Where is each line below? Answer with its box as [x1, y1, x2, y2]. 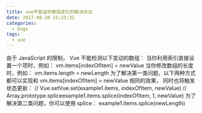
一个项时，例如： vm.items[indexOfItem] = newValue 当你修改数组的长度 [11, 62, 193, 69]
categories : [6, 20, 37, 26]
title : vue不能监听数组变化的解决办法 [6, 8, 93, 15]
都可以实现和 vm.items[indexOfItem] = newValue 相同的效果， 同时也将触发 [6, 77, 195, 84]
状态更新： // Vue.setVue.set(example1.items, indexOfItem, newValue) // [6, 85, 187, 91]
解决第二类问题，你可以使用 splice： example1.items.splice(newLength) [6, 100, 186, 106]
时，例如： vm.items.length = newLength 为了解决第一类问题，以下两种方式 [6, 69, 196, 76]
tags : [6, 31, 20, 37]
